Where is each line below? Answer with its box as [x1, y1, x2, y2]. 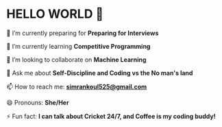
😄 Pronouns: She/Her [6, 98, 69, 106]
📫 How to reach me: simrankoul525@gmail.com [6, 82, 147, 91]
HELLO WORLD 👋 [6, 6, 104, 22]
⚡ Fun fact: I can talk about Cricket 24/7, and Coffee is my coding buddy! [6, 112, 217, 120]
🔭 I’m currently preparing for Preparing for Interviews [6, 29, 159, 37]
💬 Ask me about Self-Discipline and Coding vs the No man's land [6, 69, 193, 77]
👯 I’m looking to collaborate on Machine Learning [6, 55, 147, 64]
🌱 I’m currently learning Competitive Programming [6, 42, 151, 50]
